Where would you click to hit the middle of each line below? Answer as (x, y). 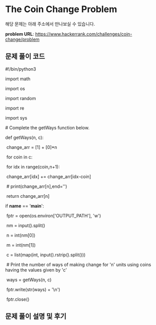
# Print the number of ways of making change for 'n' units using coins (79, 264)
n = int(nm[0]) (21, 235)
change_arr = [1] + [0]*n (32, 147)
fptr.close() (18, 299)
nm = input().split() (26, 225)
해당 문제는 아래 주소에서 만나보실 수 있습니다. (50, 24)
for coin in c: (19, 157)
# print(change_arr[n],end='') (37, 186)
